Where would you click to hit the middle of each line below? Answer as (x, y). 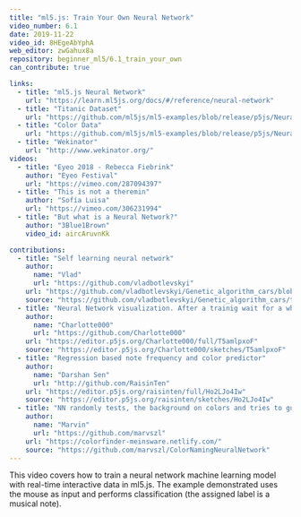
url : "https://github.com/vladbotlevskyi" (113, 283)
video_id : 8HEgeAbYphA (52, 43)
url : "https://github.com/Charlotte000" (109, 333)
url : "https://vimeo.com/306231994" (94, 209)
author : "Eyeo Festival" (72, 176)
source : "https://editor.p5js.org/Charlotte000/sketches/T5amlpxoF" (156, 350)
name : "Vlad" (57, 275)
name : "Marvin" (61, 425)
